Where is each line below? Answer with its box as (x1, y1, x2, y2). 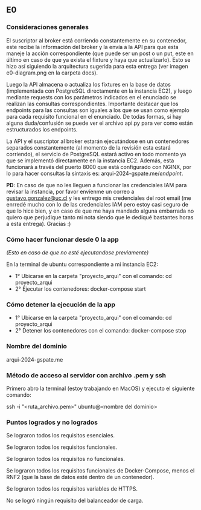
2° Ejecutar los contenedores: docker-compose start (14, 285, 146, 293)
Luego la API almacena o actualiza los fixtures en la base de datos (6, 81, 171, 88)
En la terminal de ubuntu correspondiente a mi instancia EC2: (6, 260, 159, 268)
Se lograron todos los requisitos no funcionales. (6, 455, 126, 463)
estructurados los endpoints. (6, 125, 78, 133)
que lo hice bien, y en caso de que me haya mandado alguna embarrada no (6, 207, 194, 214)
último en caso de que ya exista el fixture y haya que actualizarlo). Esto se (6, 56, 191, 63)
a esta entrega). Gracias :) (6, 220, 71, 227)
